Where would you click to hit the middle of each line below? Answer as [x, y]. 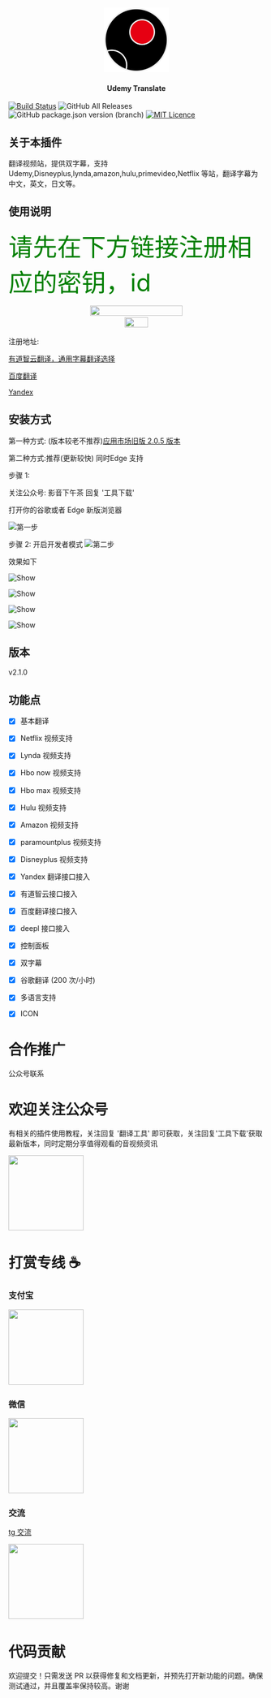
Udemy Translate [136, 88]
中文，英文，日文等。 [44, 184]
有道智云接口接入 [49, 894]
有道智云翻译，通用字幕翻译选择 [62, 358]
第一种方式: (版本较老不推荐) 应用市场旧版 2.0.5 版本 [95, 441]
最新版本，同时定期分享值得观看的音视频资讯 [83, 1144]
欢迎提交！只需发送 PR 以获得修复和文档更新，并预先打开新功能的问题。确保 [136, 1676]
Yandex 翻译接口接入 [55, 877]
